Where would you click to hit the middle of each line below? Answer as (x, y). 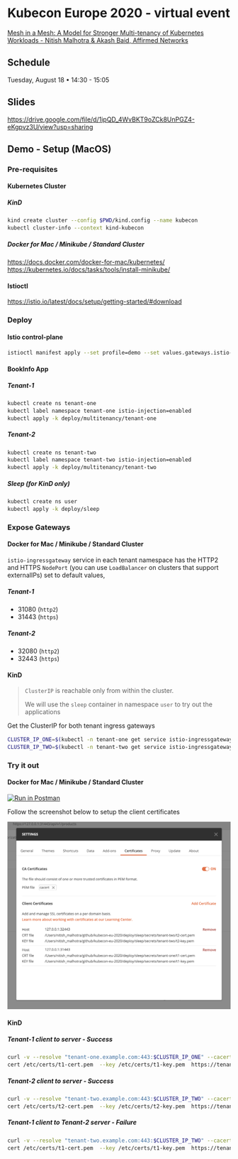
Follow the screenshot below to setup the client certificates (94, 812)
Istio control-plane (35, 337)
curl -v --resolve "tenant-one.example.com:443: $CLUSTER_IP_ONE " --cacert (120, 1057)
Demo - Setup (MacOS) (59, 149)
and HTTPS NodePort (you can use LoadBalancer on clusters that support (113, 567)
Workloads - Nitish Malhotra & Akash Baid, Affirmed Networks (98, 40)
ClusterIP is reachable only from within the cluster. (99, 691)
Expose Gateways (39, 527)
